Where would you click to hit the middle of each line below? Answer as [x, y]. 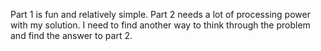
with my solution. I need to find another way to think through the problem [160, 25]
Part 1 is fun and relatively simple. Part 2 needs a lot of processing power [160, 14]
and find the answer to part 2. [71, 35]
